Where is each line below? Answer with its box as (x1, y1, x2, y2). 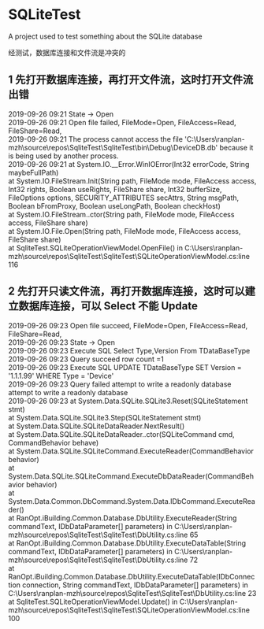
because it (219, 142, 254, 152)
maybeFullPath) (8, 168, 59, 177)
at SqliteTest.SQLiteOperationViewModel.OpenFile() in (8, 242, 184, 253)
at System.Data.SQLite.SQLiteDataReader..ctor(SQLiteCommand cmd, (8, 429, 235, 438)
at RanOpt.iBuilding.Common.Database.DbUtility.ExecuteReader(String (8, 513, 237, 523)
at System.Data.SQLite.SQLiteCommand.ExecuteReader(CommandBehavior (8, 446, 255, 456)
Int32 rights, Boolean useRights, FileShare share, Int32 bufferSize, (8, 184, 222, 194)
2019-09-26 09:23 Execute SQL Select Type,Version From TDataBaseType (8, 346, 251, 355)
